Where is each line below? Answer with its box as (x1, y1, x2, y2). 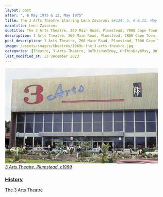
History (5, 176, 23, 182)
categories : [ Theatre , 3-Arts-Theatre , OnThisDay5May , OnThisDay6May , (5, 48, 151, 53)
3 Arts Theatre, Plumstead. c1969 (5, 164, 72, 169)
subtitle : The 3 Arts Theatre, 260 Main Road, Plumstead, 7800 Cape (5, 28, 147, 33)
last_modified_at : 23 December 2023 (5, 54, 79, 59)
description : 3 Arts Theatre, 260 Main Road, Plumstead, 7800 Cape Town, (5, 33, 158, 38)
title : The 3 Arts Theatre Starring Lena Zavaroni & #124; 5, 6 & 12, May (5, 18, 158, 23)
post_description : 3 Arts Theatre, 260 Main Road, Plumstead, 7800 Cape (5, 39, 155, 44)
